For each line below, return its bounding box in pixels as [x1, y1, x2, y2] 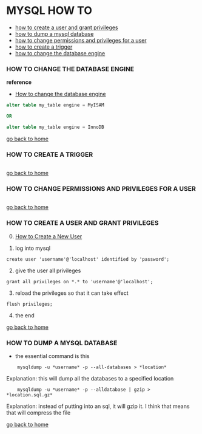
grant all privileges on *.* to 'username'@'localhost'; [6, 278, 153, 284]
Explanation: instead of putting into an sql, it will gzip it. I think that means [6, 402, 190, 410]
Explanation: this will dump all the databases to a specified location [6, 375, 174, 382]
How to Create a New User [15, 232, 82, 240]
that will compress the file [6, 409, 71, 416]
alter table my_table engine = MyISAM [6, 102, 104, 108]
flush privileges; [6, 301, 53, 307]
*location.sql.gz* [6, 392, 53, 398]
